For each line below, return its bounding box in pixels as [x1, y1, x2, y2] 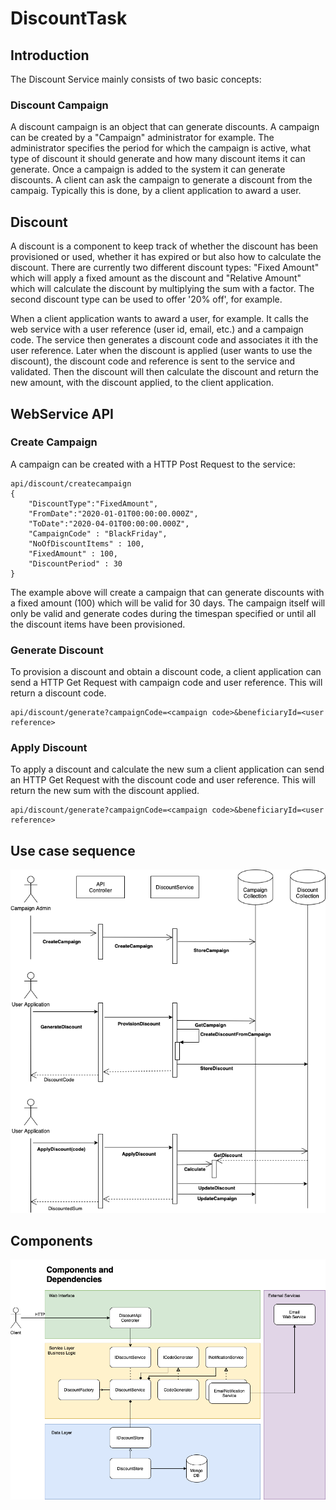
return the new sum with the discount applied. [10, 785, 200, 797]
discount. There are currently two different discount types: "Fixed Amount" [10, 262, 320, 274]
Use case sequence [10, 842, 136, 859]
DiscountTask [10, 7, 128, 30]
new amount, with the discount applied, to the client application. [10, 377, 275, 389]
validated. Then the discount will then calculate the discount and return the [10, 366, 319, 378]
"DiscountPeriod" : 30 [28, 558, 123, 569]
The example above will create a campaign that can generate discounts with [10, 586, 325, 598]
